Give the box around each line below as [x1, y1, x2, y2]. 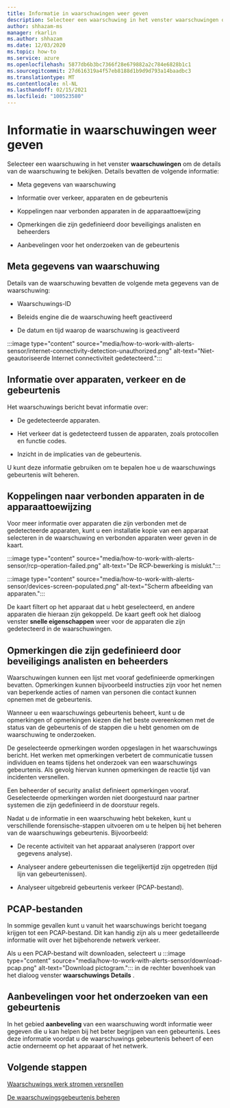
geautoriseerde [7, 354, 51, 362]
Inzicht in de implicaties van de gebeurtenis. [16, 450, 142, 458]
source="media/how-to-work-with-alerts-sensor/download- [52, 956, 222, 965]
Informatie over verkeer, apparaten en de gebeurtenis [16, 193, 168, 202]
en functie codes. [16, 436, 67, 445]
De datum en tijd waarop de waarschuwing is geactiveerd [16, 326, 180, 334]
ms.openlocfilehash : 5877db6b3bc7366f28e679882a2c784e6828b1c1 [7, 61, 192, 68]
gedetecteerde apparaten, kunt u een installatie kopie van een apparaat [7, 526, 209, 535]
